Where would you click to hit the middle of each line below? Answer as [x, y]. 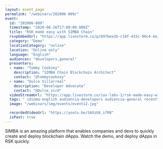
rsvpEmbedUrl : [24, 37]
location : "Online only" [34, 50]
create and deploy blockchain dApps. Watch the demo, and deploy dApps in [81, 136]
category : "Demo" [27, 41]
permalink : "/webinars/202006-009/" [42, 14]
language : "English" [30, 54]
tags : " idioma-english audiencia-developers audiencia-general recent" [84, 100]
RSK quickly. [18, 141]
